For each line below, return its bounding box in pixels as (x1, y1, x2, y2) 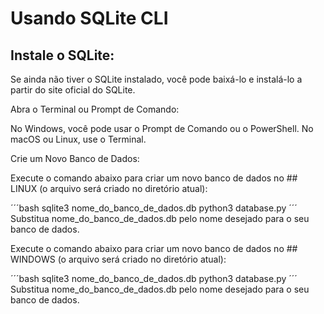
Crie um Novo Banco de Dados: (10, 153, 140, 164)
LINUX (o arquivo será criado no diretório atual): (10, 183, 208, 194)
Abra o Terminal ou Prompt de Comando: (10, 103, 180, 115)
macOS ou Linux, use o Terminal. (10, 133, 147, 145)
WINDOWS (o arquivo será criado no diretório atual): (10, 253, 227, 265)
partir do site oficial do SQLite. (10, 84, 136, 96)
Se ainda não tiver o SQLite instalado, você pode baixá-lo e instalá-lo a (10, 73, 303, 85)
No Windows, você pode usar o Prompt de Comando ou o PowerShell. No (10, 123, 314, 134)
